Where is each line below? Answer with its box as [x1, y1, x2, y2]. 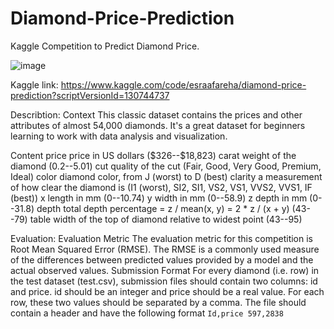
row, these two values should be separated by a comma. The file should [10, 296, 307, 308]
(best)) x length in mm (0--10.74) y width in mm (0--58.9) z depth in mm [10, 192, 308, 204]
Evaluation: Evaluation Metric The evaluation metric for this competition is [10, 232, 313, 244]
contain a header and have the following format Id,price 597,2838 [10, 307, 284, 319]
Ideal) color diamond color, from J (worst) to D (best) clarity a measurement [10, 170, 323, 182]
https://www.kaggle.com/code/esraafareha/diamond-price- [60, 78, 307, 91]
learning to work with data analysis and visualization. [10, 130, 228, 142]
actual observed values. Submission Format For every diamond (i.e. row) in [10, 264, 320, 276]
